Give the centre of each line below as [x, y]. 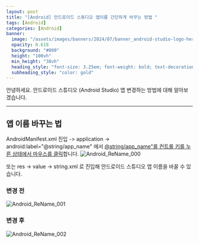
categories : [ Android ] [34, 28]
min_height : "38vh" [36, 61]
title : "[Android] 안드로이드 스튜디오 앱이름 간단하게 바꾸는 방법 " [82, 17]
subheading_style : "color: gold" [53, 72]
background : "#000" [36, 51]
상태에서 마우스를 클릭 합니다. [46, 154]
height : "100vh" [31, 56]
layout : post [22, 12]
